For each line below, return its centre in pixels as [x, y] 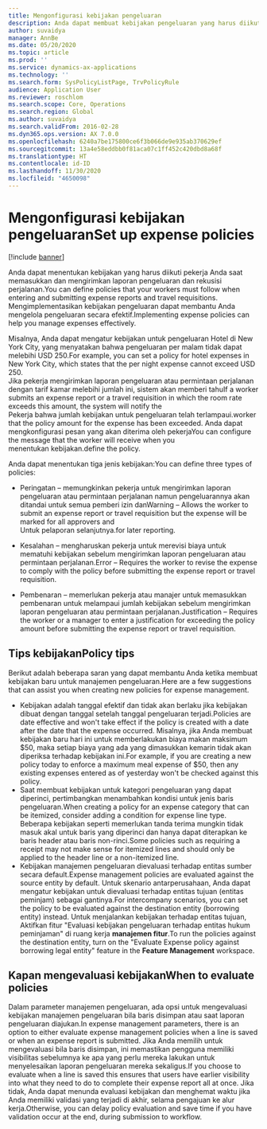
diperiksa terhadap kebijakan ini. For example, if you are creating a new [135, 756]
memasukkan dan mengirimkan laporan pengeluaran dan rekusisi [115, 280]
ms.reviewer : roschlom [46, 97]
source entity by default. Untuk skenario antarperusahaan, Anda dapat [135, 883]
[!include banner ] [37, 256]
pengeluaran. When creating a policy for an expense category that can [134, 807]
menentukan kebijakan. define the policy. [74, 448]
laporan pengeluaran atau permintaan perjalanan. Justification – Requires [139, 611]
